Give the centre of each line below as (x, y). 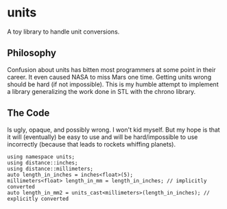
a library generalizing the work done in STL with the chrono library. (101, 91)
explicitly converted (38, 199)
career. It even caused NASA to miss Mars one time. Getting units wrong (109, 77)
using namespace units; (41, 157)
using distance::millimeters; (50, 169)
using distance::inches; (43, 162)
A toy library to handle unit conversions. (63, 32)
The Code (28, 113)
